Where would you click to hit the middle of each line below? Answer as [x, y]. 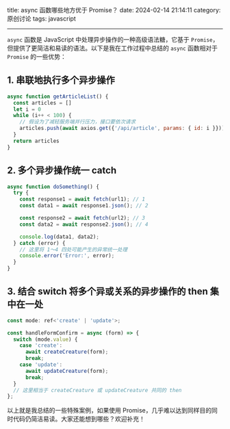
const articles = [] [42, 103]
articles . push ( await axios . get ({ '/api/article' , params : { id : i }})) [122, 129]
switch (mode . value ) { [46, 339]
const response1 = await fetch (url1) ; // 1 [82, 199]
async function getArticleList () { [58, 96]
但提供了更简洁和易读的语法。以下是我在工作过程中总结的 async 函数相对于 [112, 48]
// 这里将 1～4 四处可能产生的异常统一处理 [74, 249]
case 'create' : [41, 346]
